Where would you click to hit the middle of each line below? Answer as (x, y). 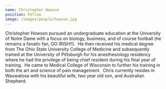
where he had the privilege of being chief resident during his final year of (80, 60)
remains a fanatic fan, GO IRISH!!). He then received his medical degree (79, 44)
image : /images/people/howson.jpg (41, 19)
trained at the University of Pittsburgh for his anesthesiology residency (78, 54)
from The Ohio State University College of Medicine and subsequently (77, 49)
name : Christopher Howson (32, 10)
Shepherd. (16, 81)
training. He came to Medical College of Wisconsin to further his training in (83, 65)
